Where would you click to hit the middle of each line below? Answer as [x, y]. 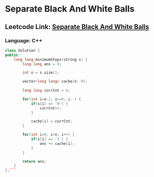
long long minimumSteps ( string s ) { [51, 59]
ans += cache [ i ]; [57, 144]
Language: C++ [24, 41]
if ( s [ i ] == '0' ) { [49, 103]
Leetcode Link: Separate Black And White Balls [77, 27]
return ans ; [35, 161]
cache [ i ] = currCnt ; [52, 121]
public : [13, 55]
